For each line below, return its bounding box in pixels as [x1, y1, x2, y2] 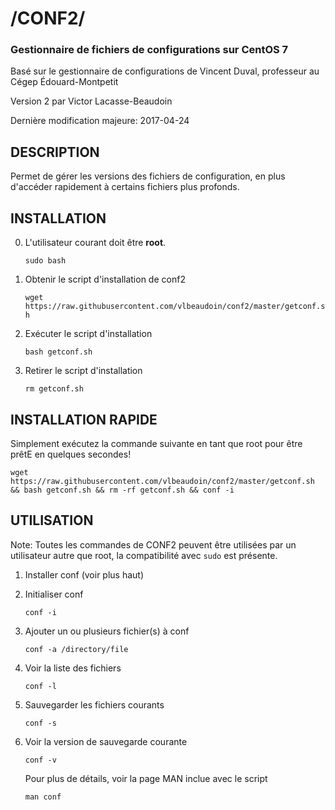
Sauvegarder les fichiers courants [24, 698, 165, 711]
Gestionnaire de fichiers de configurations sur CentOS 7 [10, 43, 289, 57]
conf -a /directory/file [24, 644, 129, 654]
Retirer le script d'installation [24, 365, 143, 377]
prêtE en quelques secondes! [10, 448, 132, 460]
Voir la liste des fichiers [24, 662, 122, 674]
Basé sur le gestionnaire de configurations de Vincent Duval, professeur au [10, 65, 320, 77]
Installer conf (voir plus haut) [24, 568, 145, 581]
